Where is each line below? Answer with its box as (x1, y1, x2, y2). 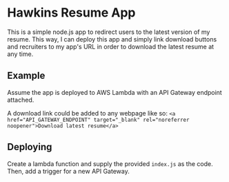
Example (7, 70, 46, 82)
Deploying (7, 141, 52, 153)
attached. (7, 95, 34, 104)
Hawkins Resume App (7, 5, 136, 21)
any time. (7, 50, 34, 58)
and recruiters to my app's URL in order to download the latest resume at (7, 42, 215, 51)
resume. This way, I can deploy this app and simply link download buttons (7, 35, 217, 43)
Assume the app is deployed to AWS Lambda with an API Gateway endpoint (7, 88, 222, 96)
